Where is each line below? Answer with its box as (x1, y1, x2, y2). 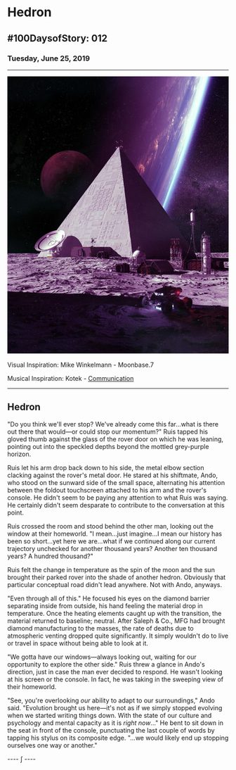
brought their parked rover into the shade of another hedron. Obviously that (7, 573, 226, 581)
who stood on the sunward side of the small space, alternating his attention (7, 478, 225, 486)
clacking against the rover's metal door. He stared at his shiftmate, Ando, (7, 471, 218, 479)
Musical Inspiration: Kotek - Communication (7, 374, 134, 383)
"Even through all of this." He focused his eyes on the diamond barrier (7, 594, 210, 602)
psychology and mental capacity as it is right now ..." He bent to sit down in (7, 719, 223, 727)
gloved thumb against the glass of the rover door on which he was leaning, (7, 434, 223, 443)
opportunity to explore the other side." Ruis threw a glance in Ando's (7, 659, 205, 669)
